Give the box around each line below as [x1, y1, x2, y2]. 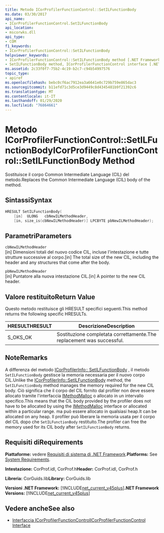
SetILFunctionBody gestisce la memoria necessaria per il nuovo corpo [5, 372, 145, 378]
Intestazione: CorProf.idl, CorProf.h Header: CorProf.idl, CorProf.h [5, 466, 138, 472]
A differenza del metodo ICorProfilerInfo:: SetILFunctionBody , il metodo [5, 366, 150, 373]
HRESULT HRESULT [7, 323, 52, 329]
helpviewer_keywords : [5, 52, 49, 58]
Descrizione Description [78, 323, 135, 329]
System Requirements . [5, 457, 51, 462]
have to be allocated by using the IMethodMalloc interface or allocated [5, 403, 147, 409]
